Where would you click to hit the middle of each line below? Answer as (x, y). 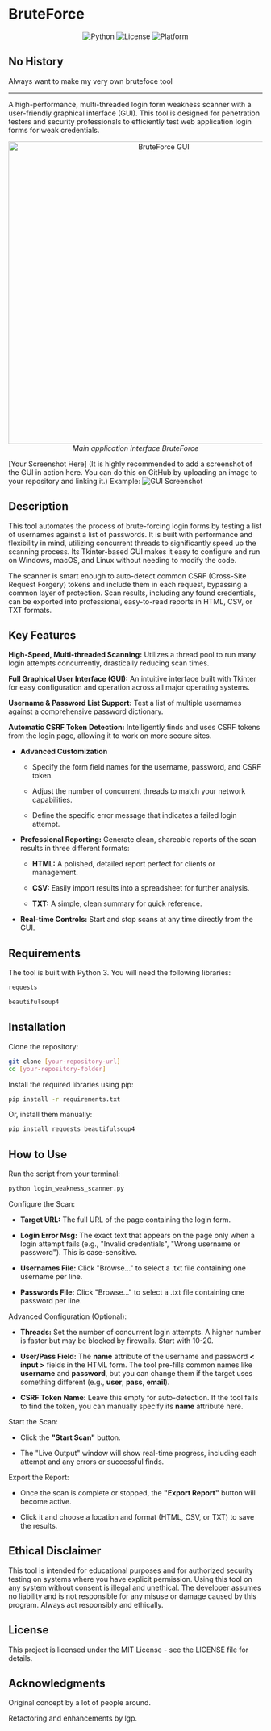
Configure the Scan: (42, 1203)
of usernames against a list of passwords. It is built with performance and (130, 534)
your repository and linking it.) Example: (75, 481)
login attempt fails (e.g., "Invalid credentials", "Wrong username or (130, 1244)
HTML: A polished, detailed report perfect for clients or (124, 864)
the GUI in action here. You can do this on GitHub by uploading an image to (133, 472)
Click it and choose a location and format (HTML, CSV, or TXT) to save (137, 1516)
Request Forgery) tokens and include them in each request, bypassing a (128, 584)
